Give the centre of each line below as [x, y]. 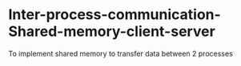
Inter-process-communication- [115, 15]
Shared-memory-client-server [112, 31]
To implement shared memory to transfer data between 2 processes [121, 53]
